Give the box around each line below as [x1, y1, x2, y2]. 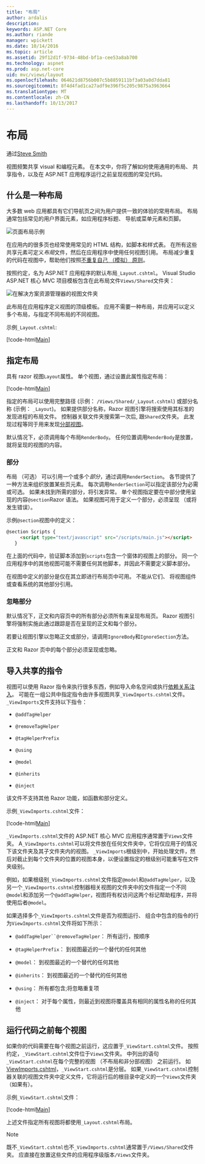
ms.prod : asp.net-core [6, 66, 64, 72]
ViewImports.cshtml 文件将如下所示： [12, 920, 104, 927]
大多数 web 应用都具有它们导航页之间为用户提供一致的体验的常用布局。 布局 [6, 208, 198, 215]
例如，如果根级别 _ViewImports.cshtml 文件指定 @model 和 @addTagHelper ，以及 [6, 876, 196, 884]
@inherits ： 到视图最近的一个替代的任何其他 [15, 972, 128, 979]
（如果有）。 [6, 1081, 36, 1088]
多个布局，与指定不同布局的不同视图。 [6, 310, 103, 318]
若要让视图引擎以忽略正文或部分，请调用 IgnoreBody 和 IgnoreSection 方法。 [6, 633, 192, 640]
